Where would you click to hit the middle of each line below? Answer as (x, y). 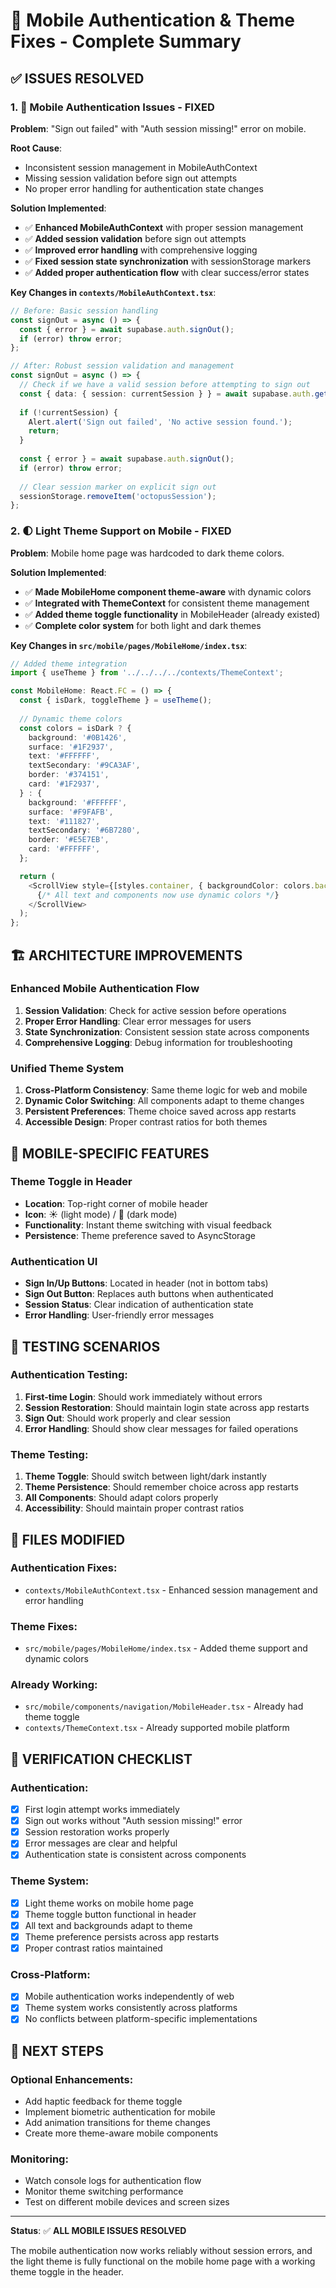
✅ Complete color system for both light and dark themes (143, 625)
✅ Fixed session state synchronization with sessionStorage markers (168, 261)
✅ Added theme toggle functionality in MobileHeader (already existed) (172, 614)
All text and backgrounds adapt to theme (108, 1925)
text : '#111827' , (64, 821)
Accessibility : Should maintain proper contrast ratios (134, 1508)
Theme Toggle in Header (71, 1182)
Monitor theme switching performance (104, 2191)
